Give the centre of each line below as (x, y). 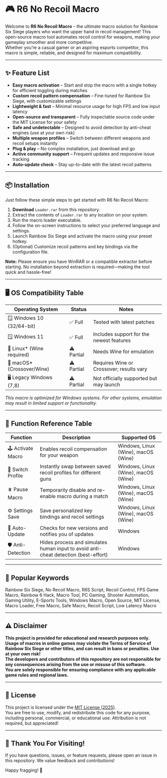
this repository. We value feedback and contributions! (60, 761)
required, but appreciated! (32, 723)
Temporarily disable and (68, 490)
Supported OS (139, 438)
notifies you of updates (67, 534)
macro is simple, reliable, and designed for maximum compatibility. (74, 53)
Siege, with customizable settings (47, 101)
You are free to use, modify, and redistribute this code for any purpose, (78, 712)
